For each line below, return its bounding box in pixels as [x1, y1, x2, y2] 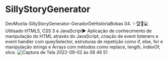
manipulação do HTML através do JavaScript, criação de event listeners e [5, 33, 158, 39]
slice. [5, 49, 17, 55]
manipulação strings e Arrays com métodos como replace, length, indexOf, [5, 44, 160, 50]
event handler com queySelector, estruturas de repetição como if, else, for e [5, 38, 163, 44]
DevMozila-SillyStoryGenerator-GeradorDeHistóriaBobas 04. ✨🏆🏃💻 [5, 20, 148, 26]
